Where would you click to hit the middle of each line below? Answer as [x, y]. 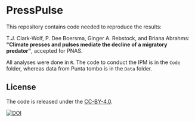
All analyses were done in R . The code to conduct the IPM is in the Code [93, 62]
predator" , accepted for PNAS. [44, 50]
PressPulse [35, 10]
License [21, 87]
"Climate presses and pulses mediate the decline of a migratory [87, 44]
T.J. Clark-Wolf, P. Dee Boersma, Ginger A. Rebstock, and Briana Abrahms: [98, 38]
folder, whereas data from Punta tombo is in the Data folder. [79, 68]
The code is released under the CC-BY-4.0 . [60, 101]
